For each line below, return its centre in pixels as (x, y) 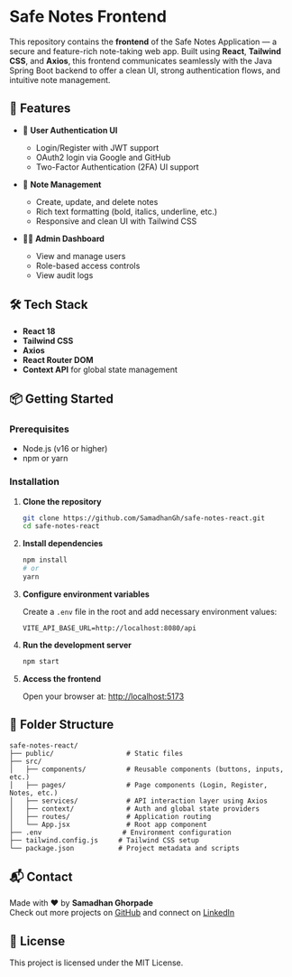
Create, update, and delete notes (97, 201)
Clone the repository (62, 501)
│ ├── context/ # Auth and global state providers (134, 809)
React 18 (39, 330)
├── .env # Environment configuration (120, 833)
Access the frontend (62, 678)
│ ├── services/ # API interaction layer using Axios (139, 801)
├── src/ (26, 761)
